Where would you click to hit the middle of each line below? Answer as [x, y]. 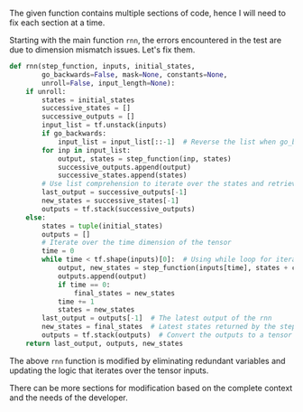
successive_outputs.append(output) [124, 167]
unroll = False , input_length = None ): [109, 83]
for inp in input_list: [86, 150]
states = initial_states [88, 100]
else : [36, 217]
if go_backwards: [74, 134]
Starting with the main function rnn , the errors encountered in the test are [146, 40]
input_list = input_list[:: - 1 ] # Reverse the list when [167, 142]
